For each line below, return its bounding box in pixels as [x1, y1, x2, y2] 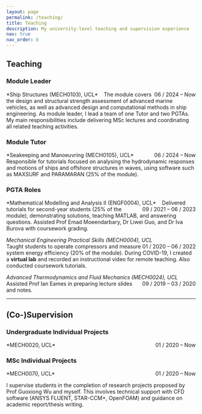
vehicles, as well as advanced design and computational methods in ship [6, 103, 187, 111]
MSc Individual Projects [6, 356, 77, 365]
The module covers [103, 91, 152, 98]
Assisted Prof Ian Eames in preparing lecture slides [6, 280, 133, 288]
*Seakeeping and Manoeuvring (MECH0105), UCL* [6, 151, 134, 158]
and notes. [6, 286, 33, 294]
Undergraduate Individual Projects [6, 327, 109, 336]
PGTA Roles [6, 185, 41, 194]
